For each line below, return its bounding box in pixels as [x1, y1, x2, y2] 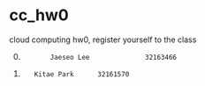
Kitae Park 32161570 [34, 69, 130, 79]
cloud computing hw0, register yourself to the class [9, 34, 197, 45]
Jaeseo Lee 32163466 [49, 53, 178, 61]
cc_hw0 [9, 5, 69, 25]
